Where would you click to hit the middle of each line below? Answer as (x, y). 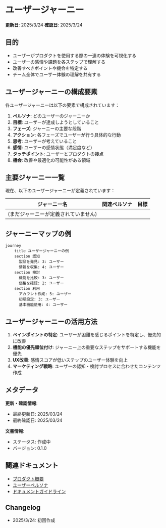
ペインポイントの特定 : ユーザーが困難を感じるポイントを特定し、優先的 (87, 335)
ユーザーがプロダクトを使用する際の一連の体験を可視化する (74, 55)
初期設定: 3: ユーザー (39, 299)
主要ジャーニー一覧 (35, 177)
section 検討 (27, 273)
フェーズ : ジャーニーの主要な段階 (47, 128)
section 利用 (27, 289)
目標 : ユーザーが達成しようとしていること (56, 122)
